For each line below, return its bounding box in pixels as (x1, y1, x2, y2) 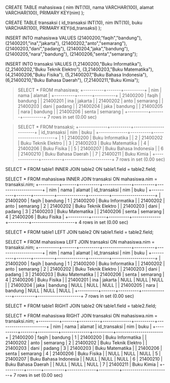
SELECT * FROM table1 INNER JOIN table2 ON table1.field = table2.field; (5, 166, 156, 172)
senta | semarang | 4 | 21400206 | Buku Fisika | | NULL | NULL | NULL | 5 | (5, 350, 161, 357)
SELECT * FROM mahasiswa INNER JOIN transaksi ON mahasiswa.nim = (5, 176, 158, 182)
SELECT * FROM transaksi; (17, 124, 75, 130)
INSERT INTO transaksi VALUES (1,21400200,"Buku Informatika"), (5, 61, 143, 67)
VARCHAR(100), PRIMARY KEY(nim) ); (5, 10, 85, 16)
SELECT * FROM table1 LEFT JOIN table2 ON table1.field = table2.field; (5, 229, 154, 235)
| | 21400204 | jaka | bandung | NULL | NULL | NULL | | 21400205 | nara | (5, 282, 158, 288)
